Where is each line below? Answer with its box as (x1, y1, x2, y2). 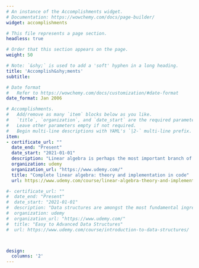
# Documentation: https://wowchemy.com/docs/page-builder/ (6, 14, 155, 20)
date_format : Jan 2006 (6, 95, 62, 101)
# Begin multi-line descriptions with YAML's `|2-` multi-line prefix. (6, 128, 192, 134)
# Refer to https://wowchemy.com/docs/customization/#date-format (6, 90, 179, 96)
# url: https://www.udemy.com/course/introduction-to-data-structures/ (6, 227, 190, 233)
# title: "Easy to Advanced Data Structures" (6, 221, 123, 227)
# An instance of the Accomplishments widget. (6, 8, 123, 15)
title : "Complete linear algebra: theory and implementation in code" (11, 172, 190, 178)
